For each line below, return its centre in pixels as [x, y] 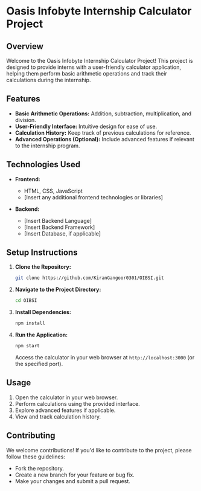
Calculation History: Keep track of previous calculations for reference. [103, 133]
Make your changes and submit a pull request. [73, 481]
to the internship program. [47, 146]
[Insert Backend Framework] [59, 227]
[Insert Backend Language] [58, 220]
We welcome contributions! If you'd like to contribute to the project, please [99, 450]
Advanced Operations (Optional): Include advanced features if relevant [105, 139]
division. [25, 120]
